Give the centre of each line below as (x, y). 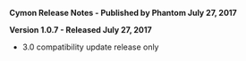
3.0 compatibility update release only (90, 47)
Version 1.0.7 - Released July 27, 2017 (81, 30)
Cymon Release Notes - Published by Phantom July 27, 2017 (123, 13)
